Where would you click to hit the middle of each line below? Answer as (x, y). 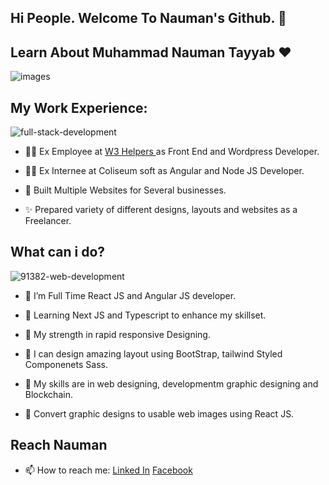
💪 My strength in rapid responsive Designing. (117, 334)
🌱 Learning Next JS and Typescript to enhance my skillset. (145, 315)
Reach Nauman (59, 445)
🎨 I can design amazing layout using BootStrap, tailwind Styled (153, 353)
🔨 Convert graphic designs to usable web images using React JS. (159, 413)
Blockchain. (48, 394)
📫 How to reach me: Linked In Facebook (108, 470)
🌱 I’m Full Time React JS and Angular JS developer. (130, 295)
